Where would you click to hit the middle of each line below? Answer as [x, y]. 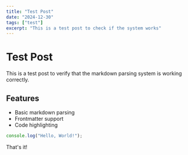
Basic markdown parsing [45, 112]
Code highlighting [36, 125]
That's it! [17, 147]
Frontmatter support [39, 119]
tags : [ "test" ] [25, 22]
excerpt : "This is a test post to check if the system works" [84, 28]
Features [23, 98]
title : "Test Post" [30, 11]
